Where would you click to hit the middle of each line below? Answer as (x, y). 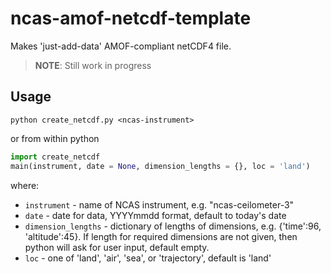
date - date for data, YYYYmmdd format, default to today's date (155, 215)
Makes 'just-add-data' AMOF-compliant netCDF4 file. (121, 46)
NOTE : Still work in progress (93, 65)
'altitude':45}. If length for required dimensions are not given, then (161, 236)
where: (25, 185)
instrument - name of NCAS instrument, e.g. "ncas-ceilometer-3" (159, 204)
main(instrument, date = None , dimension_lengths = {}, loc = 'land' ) (160, 166)
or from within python (55, 138)
